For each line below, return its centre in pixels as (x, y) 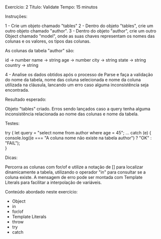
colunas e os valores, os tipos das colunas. (48, 41)
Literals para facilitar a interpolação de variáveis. (53, 182)
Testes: (12, 123)
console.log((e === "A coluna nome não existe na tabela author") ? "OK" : (78, 138)
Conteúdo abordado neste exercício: (41, 192)
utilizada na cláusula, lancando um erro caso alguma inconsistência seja (77, 85)
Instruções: (16, 16)
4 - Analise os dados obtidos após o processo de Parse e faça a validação (79, 74)
